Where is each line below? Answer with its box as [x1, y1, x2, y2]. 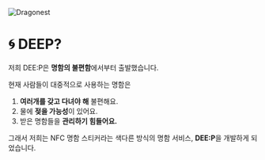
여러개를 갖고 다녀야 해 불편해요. [19, 96, 119, 106]
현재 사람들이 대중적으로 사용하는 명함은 [8, 79, 131, 89]
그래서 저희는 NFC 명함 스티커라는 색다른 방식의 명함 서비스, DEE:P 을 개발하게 [8, 133, 249, 143]
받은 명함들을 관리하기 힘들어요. [19, 116, 117, 126]
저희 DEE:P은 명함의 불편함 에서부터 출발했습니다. [8, 63, 159, 72]
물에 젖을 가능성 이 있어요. [19, 106, 98, 116]
